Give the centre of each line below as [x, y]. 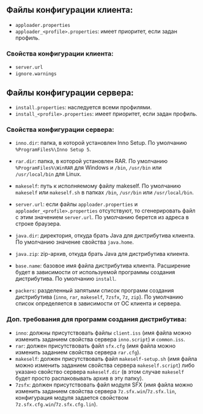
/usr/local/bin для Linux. [48, 174]
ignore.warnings [36, 74]
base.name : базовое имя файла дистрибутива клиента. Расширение [103, 266]
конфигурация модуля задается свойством [72, 398]
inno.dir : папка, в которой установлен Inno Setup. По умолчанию [101, 143]
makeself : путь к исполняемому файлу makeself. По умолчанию [98, 186]
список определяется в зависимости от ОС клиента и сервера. [98, 303]
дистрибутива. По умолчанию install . [66, 279]
